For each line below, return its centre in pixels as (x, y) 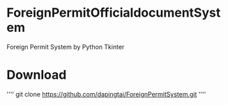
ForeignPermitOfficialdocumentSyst (114, 13)
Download (37, 75)
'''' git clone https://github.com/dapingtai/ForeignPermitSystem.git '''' (106, 94)
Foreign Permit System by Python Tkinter (66, 47)
